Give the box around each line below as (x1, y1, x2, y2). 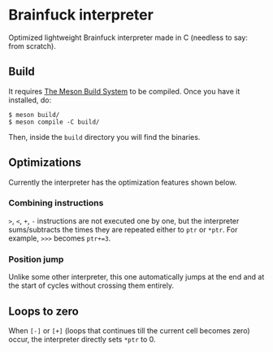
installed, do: (8, 95, 52, 105)
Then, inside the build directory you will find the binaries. (8, 132, 201, 141)
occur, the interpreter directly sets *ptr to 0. (8, 334, 156, 344)
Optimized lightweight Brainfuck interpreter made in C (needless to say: (8, 33, 248, 42)
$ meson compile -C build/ (8, 118, 100, 126)
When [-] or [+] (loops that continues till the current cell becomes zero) (8, 325, 250, 335)
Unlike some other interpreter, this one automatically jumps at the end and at (8, 272, 265, 282)
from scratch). (8, 41, 57, 50)
